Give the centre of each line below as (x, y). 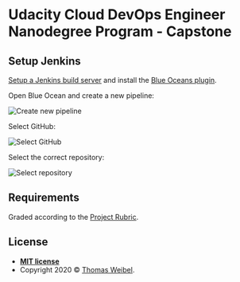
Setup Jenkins (45, 61)
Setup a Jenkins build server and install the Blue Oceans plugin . (112, 80)
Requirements (44, 198)
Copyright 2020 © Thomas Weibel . (77, 269)
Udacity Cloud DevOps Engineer (117, 15)
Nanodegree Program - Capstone (120, 31)
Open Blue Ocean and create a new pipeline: (81, 96)
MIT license (39, 261)
